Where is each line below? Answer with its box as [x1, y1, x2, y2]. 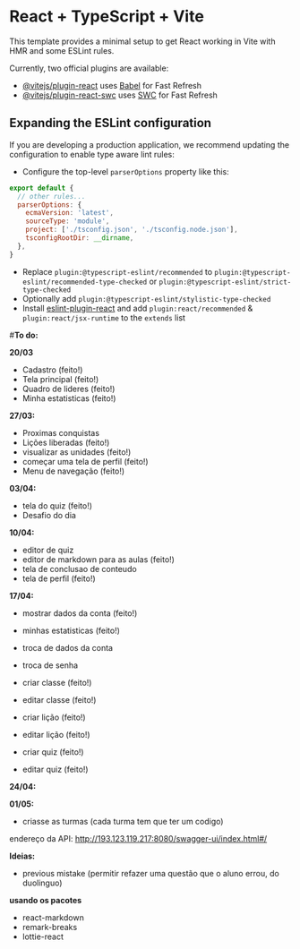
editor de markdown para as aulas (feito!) [21, 553, 175, 565]
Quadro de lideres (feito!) [21, 383, 116, 394]
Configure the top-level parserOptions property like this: [21, 166, 230, 176]
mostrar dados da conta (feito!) [21, 607, 138, 619]
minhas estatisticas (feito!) [21, 625, 121, 636]
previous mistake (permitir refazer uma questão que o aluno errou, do [21, 868, 279, 878]
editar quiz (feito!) [21, 764, 89, 774]
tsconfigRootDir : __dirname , [25, 234, 134, 243]
